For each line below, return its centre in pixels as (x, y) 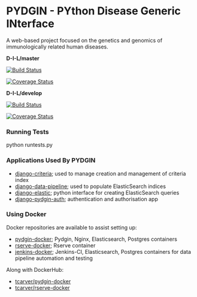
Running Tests (28, 132)
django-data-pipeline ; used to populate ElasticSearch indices (90, 186)
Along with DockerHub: (35, 269)
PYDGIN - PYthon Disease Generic (94, 11)
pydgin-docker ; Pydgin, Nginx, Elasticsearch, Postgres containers (96, 239)
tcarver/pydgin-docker (43, 281)
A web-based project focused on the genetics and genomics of (84, 40)
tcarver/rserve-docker (42, 287)
